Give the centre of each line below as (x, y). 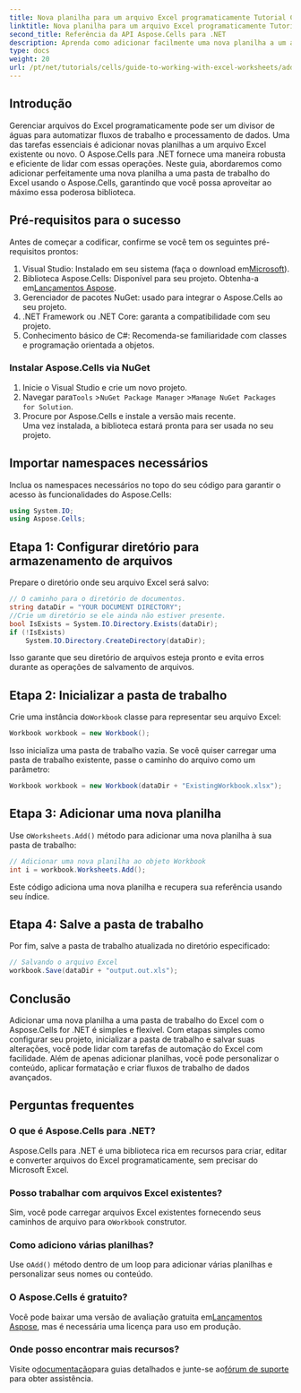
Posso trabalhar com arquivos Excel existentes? (116, 1192)
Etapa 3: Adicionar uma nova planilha (116, 814)
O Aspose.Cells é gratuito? (69, 1297)
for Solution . (47, 406)
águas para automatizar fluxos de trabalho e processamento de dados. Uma (150, 134)
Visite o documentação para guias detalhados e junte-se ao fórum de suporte (149, 1369)
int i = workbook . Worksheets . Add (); (77, 870)
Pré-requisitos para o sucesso (95, 220)
